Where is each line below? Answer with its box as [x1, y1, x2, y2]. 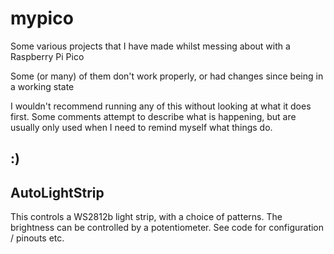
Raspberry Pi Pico [10, 50, 85, 62]
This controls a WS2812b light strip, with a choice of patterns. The [10, 211, 283, 223]
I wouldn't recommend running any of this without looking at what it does [10, 100, 312, 112]
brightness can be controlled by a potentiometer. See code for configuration [10, 222, 325, 234]
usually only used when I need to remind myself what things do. [10, 121, 273, 133]
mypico [10, 7, 74, 30]
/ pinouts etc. [10, 232, 65, 244]
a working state [10, 80, 75, 92]
